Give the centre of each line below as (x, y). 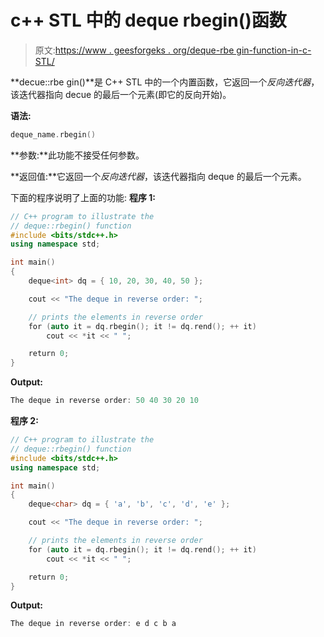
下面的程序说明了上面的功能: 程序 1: (83, 197)
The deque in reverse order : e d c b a (93, 624)
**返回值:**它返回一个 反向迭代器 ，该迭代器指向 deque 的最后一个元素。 (158, 176)
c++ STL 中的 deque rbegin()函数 (148, 20)
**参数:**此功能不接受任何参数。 (77, 155)
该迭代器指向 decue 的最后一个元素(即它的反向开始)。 (121, 94)
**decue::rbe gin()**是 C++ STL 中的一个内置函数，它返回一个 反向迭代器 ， (165, 82)
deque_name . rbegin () (53, 134)
